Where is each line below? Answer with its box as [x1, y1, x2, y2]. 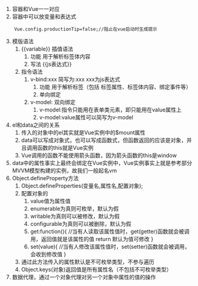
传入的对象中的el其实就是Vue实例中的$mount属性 [21, 129, 146, 136]
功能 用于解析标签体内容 [30, 53, 91, 60]
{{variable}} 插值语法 [21, 45, 73, 52]
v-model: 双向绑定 [30, 99, 76, 105]
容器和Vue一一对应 [12, 5, 60, 12]
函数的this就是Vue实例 [37, 144, 94, 151]
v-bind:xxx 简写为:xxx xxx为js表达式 [30, 75, 120, 83]
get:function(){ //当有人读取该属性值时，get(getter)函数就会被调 [30, 228, 189, 235]
